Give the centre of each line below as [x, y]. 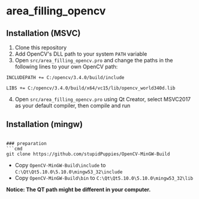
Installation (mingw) [44, 124]
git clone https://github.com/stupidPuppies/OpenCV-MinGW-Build [88, 154]
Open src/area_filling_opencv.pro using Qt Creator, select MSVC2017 [103, 99]
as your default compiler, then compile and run [73, 105]
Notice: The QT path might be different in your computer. [79, 189]
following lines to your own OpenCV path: [66, 67]
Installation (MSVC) [43, 33]
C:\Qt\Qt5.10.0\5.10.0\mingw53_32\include [69, 172]
